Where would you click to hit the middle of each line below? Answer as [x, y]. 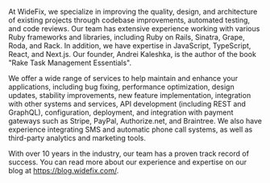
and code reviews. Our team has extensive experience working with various [134, 28]
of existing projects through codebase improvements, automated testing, [129, 20]
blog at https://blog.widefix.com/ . [64, 171]
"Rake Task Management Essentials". [70, 63]
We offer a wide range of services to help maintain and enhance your [123, 78]
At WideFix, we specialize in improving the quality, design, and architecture [133, 12]
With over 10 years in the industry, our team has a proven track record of [129, 153]
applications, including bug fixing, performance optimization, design [122, 87]
